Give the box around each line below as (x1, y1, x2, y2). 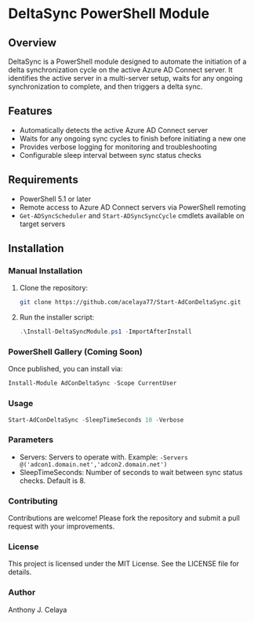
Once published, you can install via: (8, 364, 123, 374)
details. (8, 567, 32, 577)
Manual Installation (8, 265, 83, 276)
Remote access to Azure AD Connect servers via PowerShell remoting (19, 202, 246, 212)
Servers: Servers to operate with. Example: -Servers (19, 452, 188, 462)
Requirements (8, 174, 78, 187)
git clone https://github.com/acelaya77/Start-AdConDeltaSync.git (19, 298, 241, 306)
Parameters (8, 434, 53, 445)
